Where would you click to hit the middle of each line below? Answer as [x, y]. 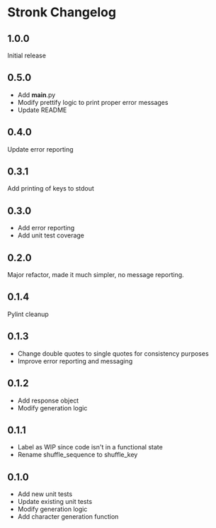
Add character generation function [68, 517]
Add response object [48, 400]
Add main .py [36, 95]
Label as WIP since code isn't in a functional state [90, 447]
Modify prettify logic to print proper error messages [93, 102]
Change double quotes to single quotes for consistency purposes [113, 353]
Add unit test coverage [51, 235]
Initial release [27, 55]
